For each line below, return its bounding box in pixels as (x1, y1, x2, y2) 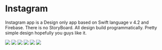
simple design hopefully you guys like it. (5, 30, 87, 36)
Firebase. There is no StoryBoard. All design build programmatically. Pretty (5, 24, 157, 30)
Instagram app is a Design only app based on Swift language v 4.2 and (5, 19, 149, 25)
